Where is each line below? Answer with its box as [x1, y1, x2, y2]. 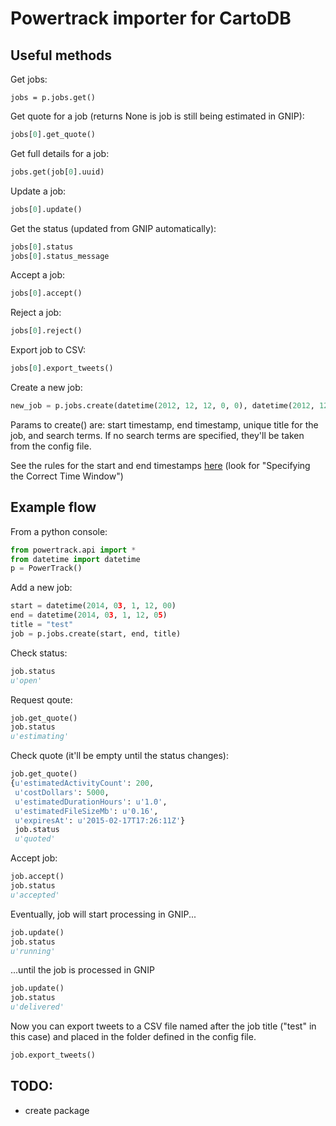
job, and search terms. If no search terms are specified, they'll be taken [10, 429, 305, 441]
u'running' [10, 946, 56, 956]
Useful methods [10, 47, 113, 64]
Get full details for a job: [10, 147, 110, 159]
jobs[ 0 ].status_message [10, 251, 110, 261]
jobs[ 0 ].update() [10, 204, 83, 214]
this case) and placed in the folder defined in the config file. [10, 1031, 257, 1043]
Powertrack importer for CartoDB [10, 7, 292, 30]
